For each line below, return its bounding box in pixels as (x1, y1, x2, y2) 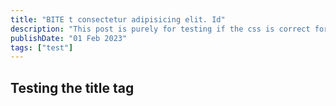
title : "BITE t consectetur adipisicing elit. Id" (10, 14, 226, 25)
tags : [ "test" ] (10, 42, 74, 53)
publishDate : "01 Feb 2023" (10, 33, 128, 43)
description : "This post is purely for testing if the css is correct (10, 24, 311, 34)
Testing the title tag (10, 79, 135, 96)
